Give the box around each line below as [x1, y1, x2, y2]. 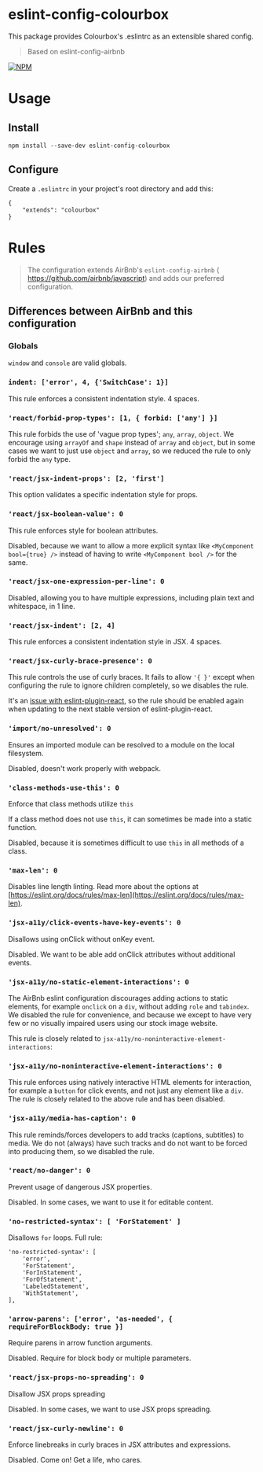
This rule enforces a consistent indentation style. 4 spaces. [8, 393, 200, 403]
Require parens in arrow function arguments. [8, 1338, 153, 1348]
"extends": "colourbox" [22, 206, 100, 214]
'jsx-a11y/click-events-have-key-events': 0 [8, 918, 181, 928]
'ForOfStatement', [22, 1276, 82, 1284]
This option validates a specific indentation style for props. [8, 490, 198, 500]
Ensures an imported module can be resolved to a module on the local [8, 740, 236, 749]
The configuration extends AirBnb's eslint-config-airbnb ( [27, 265, 220, 275]
